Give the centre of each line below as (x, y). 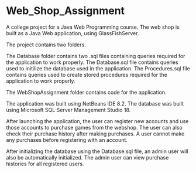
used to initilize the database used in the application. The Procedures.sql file (98, 68)
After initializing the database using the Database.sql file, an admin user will (97, 151)
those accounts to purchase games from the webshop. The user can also (94, 127)
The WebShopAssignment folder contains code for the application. (86, 92)
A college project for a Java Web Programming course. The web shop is (93, 27)
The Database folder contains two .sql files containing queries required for (96, 56)
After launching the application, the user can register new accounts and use (97, 121)
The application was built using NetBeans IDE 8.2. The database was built (95, 103)
